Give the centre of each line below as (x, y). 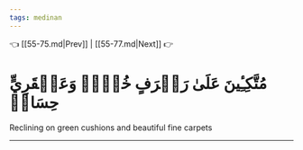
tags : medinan (36, 18)
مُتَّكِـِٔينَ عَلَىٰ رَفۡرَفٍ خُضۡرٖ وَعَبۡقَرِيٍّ (138, 83)
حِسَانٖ (34, 102)
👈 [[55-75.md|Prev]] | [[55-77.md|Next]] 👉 (92, 44)
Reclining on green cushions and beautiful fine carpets (111, 128)
